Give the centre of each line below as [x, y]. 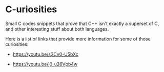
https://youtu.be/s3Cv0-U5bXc [45, 54]
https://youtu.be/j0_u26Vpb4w [45, 64]
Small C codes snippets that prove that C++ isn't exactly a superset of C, [82, 23]
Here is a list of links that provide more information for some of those [78, 39]
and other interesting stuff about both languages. [57, 29]
